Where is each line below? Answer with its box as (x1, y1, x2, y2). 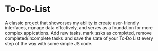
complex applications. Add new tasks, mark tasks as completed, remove (5, 30, 152, 36)
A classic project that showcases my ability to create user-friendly (5, 20, 139, 25)
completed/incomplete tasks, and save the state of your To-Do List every (5, 35, 154, 41)
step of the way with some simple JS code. (5, 40, 93, 46)
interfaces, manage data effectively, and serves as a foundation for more (5, 25, 153, 30)
